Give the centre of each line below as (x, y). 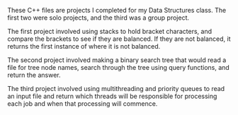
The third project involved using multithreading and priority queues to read (116, 89)
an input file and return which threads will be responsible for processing (112, 96)
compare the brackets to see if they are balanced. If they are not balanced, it (119, 39)
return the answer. (34, 75)
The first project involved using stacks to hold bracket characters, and (110, 31)
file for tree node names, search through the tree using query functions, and (119, 67)
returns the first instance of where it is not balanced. (84, 46)
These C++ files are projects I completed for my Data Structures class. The (117, 10)
